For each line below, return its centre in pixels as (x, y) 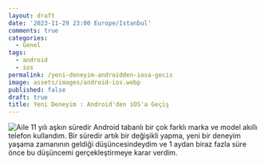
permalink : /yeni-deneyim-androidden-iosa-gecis (91, 75)
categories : (28, 38)
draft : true (28, 97)
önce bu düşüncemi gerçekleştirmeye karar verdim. (93, 153)
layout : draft (32, 16)
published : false (37, 90)
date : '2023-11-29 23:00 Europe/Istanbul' (80, 23)
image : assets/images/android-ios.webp (75, 82)
